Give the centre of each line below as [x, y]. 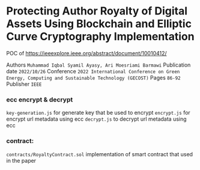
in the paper [21, 160]
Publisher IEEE [24, 84]
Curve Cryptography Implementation [100, 37]
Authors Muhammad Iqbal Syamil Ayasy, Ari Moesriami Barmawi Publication [98, 65]
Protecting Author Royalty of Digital [97, 11]
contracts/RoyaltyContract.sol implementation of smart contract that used [100, 154]
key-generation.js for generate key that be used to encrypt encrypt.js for [98, 113]
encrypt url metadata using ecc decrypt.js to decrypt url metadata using [97, 119]
